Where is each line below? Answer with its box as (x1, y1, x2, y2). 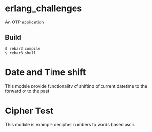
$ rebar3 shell (5, 50, 36, 55)
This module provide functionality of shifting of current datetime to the (5, 83, 147, 88)
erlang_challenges (5, 3, 82, 14)
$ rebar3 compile (5, 46, 41, 51)
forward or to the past (5, 88, 50, 94)
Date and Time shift (5, 66, 86, 78)
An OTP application (5, 19, 44, 25)
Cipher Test (5, 105, 54, 116)
